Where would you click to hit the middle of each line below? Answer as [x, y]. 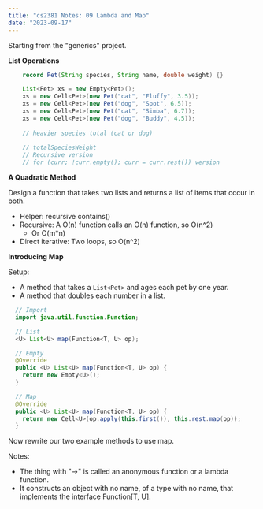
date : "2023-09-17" [40, 23]
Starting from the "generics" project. [67, 45]
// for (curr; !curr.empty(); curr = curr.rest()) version [121, 162]
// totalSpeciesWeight [59, 148]
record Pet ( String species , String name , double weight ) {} [123, 75]
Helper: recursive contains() [65, 216]
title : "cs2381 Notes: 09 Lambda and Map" [79, 15]
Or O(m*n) [48, 233]
